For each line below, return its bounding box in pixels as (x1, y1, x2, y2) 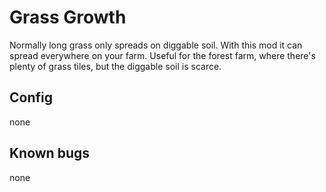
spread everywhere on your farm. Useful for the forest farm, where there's (9, 49, 316, 61)
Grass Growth (9, 6, 127, 29)
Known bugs (9, 145, 91, 162)
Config (9, 89, 53, 106)
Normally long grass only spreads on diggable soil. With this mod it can (9, 39, 303, 51)
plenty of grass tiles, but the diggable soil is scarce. (9, 60, 222, 72)
